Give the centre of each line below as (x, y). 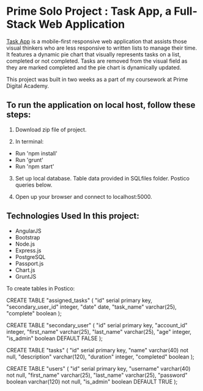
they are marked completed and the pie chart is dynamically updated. (94, 67)
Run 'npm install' (36, 153)
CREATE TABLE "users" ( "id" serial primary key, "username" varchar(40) (98, 368)
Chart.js (25, 270)
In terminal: (29, 141)
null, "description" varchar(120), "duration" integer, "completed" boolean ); (100, 357)
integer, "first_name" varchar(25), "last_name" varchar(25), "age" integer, (99, 331)
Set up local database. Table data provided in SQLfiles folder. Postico (102, 178)
